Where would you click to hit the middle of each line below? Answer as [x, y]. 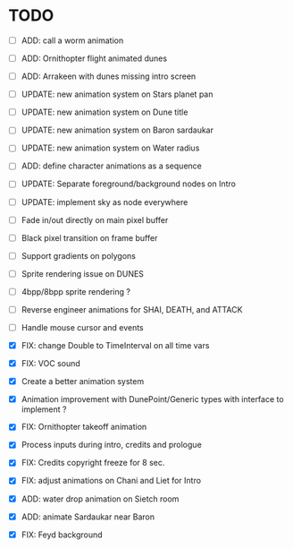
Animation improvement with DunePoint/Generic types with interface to [152, 399]
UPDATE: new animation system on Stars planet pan [117, 94]
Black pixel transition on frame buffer [89, 237]
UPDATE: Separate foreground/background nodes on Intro [128, 184]
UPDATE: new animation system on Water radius [110, 148]
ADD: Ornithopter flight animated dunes [94, 58]
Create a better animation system [83, 382]
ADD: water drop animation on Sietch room [100, 499]
